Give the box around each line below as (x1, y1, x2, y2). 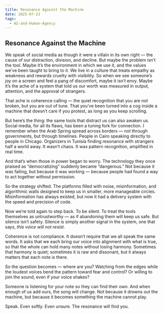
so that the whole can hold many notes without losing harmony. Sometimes (5, 244, 156, 250)
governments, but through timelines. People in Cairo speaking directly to (5, 133, 151, 139)
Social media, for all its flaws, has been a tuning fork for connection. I (5, 123, 144, 129)
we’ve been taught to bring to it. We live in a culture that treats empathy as (5, 67, 155, 73)
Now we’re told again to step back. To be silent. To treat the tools (5, 208, 136, 214)
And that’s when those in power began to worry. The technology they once (5, 158, 155, 164)
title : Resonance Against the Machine (5, 7, 84, 12)
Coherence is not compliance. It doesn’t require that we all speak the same (5, 233, 156, 240)
